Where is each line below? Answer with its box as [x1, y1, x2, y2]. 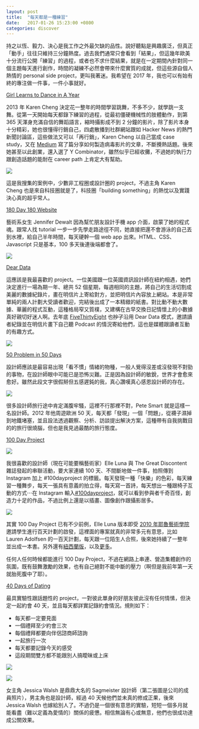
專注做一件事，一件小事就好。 [16, 80, 89, 87]
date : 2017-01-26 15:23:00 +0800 [6, 20, 94, 26]
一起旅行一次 [14, 637, 46, 644]
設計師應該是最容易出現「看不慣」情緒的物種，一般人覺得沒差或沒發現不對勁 [6, 363, 193, 370]
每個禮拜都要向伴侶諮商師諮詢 [14, 630, 88, 637]
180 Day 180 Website [6, 206, 57, 213]
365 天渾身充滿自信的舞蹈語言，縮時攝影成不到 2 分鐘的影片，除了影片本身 [6, 118, 190, 125]
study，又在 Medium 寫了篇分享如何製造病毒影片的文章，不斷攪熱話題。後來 [6, 141, 193, 148]
